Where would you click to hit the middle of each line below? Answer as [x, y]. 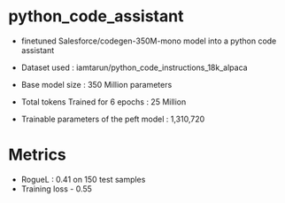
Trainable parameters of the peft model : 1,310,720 [113, 119]
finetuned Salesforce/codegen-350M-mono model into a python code [149, 41]
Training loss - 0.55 [56, 189]
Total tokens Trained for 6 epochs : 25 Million [104, 101]
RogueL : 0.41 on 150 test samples [83, 179]
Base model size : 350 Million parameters [96, 84]
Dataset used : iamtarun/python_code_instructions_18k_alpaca [135, 67]
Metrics [38, 155]
